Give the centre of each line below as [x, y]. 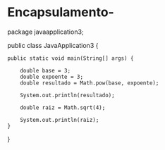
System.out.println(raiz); [60, 120]
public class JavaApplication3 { [53, 45]
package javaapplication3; [45, 32]
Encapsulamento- [61, 12]
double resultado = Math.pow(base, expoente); [90, 83]
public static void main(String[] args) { [71, 58]
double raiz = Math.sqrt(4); [63, 107]
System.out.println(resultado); [67, 95]
